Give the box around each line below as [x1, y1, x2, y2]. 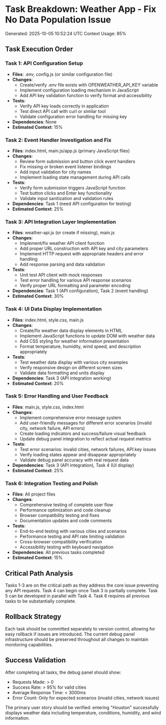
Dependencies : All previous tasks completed [12, 549, 105, 555]
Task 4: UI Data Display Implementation [5, 306, 102, 312]
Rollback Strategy [5, 613, 61, 621]
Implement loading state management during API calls [19, 174, 130, 180]
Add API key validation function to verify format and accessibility [19, 92, 152, 98]
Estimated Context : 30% [12, 293, 64, 299]
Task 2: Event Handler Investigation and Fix [5, 136, 111, 143]
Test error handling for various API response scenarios [19, 277, 132, 283]
